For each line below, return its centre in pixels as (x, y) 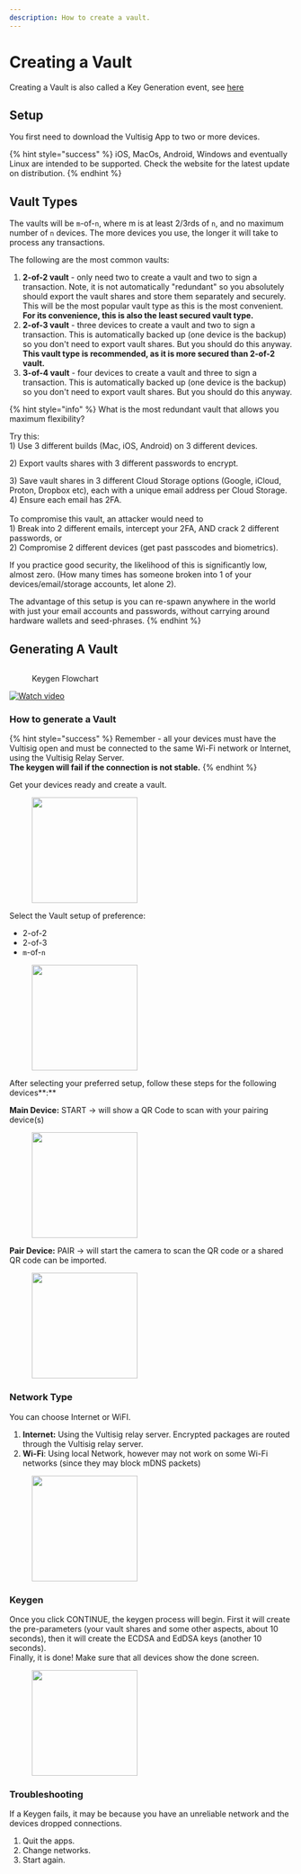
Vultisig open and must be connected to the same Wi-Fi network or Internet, (150, 748)
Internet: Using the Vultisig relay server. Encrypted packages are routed (156, 1434)
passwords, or (36, 538)
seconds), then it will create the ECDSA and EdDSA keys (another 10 (136, 1638)
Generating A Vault (64, 649)
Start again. (44, 1860)
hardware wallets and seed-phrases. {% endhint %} (106, 620)
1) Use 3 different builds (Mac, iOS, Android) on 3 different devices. (133, 446)
